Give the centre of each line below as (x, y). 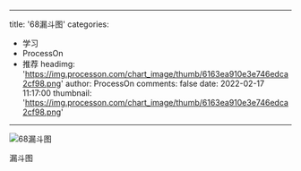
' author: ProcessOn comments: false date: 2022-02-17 (163, 83)
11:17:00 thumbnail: (57, 93)
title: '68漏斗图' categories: (59, 24)
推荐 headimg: (49, 64)
